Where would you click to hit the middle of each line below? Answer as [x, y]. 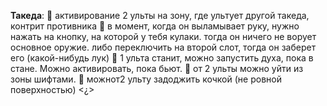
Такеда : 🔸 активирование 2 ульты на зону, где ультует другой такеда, [160, 15]
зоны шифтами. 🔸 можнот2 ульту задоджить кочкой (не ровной [146, 79]
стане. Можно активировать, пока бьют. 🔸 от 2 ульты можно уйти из [157, 68]
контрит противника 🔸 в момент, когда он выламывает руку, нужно [155, 26]
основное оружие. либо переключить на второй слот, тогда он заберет [163, 47]
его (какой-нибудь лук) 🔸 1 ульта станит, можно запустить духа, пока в [162, 58]
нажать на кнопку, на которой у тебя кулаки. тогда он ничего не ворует [163, 36]
